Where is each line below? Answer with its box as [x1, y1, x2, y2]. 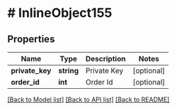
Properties [7, 33, 55, 45]
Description [85, 54, 126, 63]
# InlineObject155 [7, 5, 113, 21]
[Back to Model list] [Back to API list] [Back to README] [7, 95, 170, 104]
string [57, 66, 79, 75]
